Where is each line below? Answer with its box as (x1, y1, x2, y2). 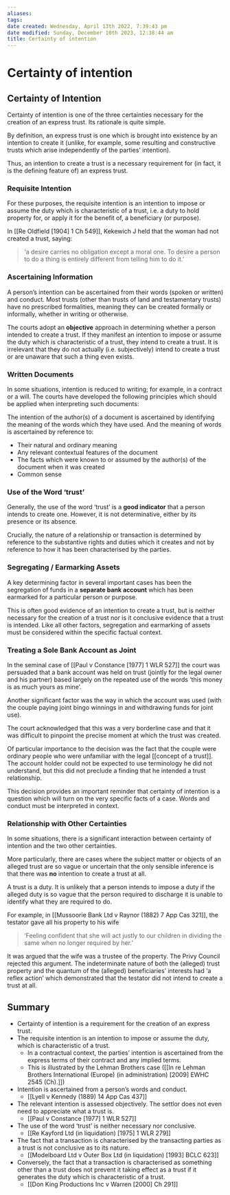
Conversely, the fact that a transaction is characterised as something (16, 1159, 212, 1167)
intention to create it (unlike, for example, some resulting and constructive (7, 139, 216, 147)
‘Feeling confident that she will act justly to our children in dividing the (23, 932, 222, 940)
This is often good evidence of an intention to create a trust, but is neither (7, 606, 216, 614)
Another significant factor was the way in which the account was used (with (7, 695, 222, 704)
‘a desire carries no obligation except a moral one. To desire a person (23, 248, 220, 256)
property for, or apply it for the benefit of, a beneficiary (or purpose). (7, 214, 201, 222)
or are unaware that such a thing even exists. (7, 352, 135, 361)
